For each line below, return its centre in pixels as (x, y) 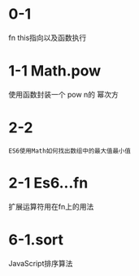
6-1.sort (36, 239)
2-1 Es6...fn (48, 183)
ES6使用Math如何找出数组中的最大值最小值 (70, 151)
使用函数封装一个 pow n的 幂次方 (64, 94)
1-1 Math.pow (55, 71)
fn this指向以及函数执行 (48, 37)
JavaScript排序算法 (41, 263)
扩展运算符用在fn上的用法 (51, 206)
